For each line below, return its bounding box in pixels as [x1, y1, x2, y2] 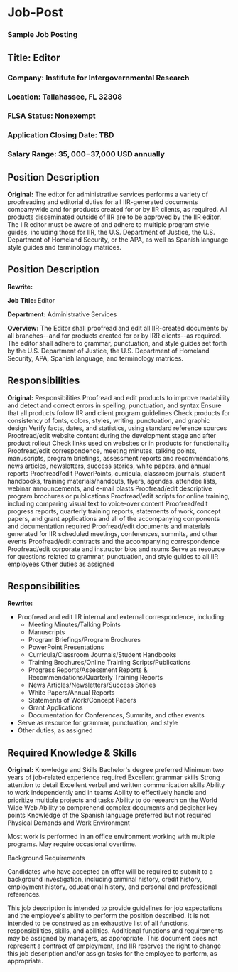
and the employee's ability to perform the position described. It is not [7, 912, 210, 920]
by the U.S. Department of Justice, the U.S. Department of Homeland [7, 346, 210, 355]
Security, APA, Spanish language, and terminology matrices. [7, 353, 183, 363]
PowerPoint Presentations [28, 643, 104, 651]
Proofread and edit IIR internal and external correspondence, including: [17, 613, 226, 621]
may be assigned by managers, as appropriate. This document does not [7, 934, 218, 943]
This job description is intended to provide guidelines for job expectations [7, 904, 223, 912]
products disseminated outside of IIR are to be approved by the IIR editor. [7, 213, 222, 221]
